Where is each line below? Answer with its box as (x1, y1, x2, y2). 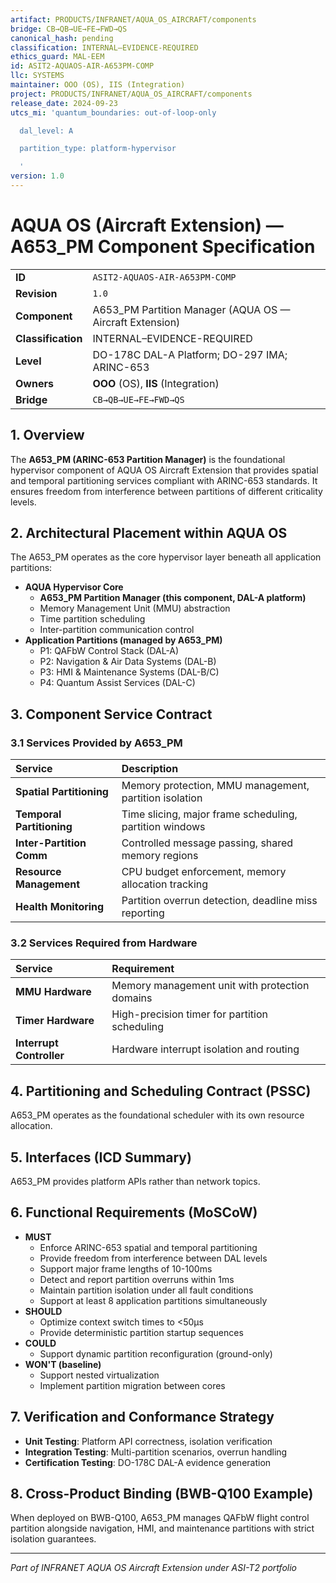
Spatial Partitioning (15, 785, 109, 799)
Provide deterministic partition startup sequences (39, 1326, 244, 1338)
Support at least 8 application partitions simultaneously (39, 1294, 268, 1306)
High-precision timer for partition (111, 1007, 268, 1021)
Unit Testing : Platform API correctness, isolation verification (24, 1435, 273, 1447)
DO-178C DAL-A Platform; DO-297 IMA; (92, 347, 288, 361)
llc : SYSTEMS (10, 71, 65, 81)
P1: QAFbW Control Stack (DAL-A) (39, 645, 180, 657)
